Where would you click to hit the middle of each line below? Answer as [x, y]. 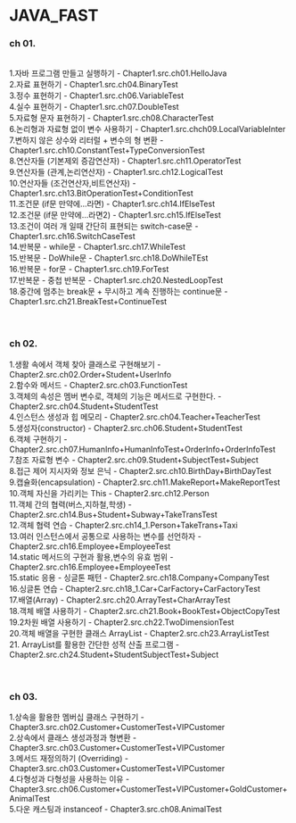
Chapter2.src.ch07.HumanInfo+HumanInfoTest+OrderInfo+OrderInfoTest [143, 449]
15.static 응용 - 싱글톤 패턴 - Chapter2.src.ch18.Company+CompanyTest [140, 578]
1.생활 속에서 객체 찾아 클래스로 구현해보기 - [85, 364]
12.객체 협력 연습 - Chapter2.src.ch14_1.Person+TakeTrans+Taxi [123, 525]
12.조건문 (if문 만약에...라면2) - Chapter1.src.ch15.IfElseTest [115, 215]
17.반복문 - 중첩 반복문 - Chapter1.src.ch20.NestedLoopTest [116, 280]
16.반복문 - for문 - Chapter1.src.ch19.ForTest [89, 270]
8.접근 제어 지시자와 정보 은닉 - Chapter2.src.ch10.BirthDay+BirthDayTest [140, 470]
